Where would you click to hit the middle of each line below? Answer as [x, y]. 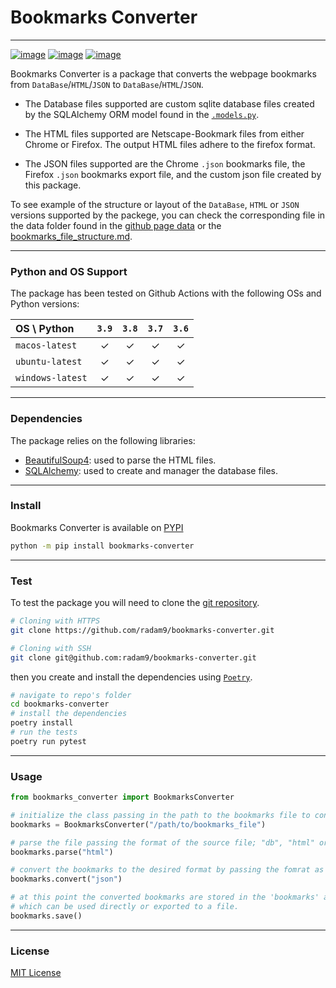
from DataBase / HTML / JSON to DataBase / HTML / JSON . [107, 84]
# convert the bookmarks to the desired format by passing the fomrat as [167, 870]
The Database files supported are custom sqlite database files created [169, 103]
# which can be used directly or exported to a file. [125, 907]
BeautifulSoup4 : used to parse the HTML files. [120, 460]
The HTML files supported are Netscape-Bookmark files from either [164, 133]
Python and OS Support [69, 271]
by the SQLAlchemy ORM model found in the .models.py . [142, 114]
